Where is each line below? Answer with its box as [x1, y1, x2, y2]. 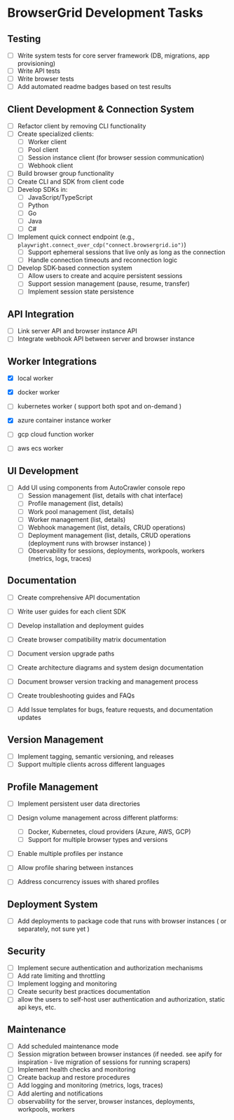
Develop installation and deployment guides [17, 621, 144, 630]
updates [17, 713, 42, 722]
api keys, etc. [17, 1003, 56, 1011]
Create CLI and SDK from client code [17, 177, 125, 186]
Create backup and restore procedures [17, 1073, 130, 1081]
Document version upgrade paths [17, 649, 115, 658]
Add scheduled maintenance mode [17, 1042, 119, 1051]
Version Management [7, 733, 104, 745]
